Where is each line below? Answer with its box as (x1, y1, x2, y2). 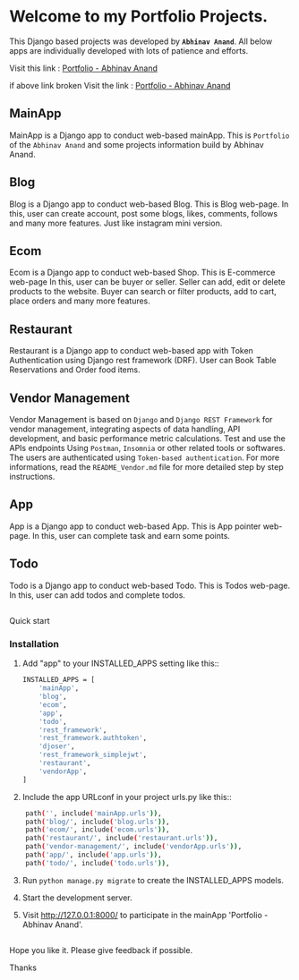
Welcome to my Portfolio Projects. (9, 6, 269, 27)
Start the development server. (21, 892, 132, 903)
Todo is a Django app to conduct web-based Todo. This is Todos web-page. (9, 580, 291, 591)
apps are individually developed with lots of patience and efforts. (9, 45, 249, 55)
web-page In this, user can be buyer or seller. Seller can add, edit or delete (9, 277, 286, 287)
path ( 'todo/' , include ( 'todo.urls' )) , (25, 858, 170, 867)
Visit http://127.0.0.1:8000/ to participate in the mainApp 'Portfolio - (21, 909, 269, 920)
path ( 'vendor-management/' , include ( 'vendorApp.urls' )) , (25, 842, 243, 851)
